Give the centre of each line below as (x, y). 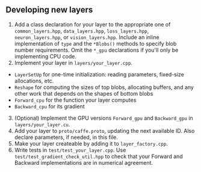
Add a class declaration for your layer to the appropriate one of (92, 24)
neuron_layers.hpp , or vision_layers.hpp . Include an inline (87, 37)
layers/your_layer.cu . (42, 124)
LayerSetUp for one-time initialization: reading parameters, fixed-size (99, 74)
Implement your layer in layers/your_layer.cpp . (73, 63)
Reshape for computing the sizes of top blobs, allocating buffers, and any (104, 87)
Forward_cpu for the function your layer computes (75, 100)
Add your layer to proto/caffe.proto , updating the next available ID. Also (104, 131)
